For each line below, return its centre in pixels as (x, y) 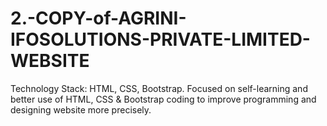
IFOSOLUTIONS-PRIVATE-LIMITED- (160, 39)
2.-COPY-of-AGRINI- (98, 18)
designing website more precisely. (81, 109)
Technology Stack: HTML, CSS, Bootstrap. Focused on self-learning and (159, 88)
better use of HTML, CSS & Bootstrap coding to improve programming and (163, 99)
